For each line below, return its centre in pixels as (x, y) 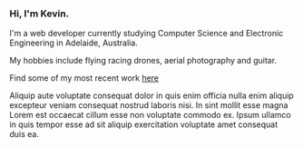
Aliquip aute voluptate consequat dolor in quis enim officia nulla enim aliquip (152, 96)
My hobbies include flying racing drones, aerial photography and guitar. (143, 61)
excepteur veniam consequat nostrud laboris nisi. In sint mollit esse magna (149, 105)
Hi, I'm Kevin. (39, 14)
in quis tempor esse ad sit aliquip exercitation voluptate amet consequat (144, 124)
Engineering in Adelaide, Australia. (73, 43)
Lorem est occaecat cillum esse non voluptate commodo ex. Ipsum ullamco (151, 115)
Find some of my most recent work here (84, 78)
